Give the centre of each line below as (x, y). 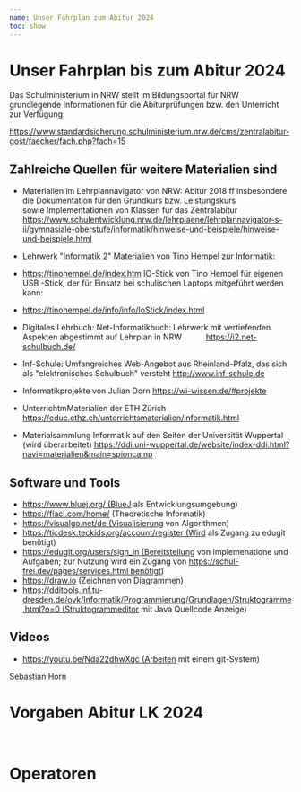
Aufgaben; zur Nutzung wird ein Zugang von (104, 561)
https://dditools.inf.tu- (62, 590)
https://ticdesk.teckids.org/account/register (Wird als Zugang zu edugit (154, 533)
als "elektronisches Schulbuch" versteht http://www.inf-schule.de (143, 374)
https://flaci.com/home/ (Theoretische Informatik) (114, 514)
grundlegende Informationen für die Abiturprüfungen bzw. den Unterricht (144, 105)
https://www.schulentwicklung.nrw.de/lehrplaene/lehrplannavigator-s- (152, 220)
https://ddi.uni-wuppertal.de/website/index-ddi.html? (192, 444)
